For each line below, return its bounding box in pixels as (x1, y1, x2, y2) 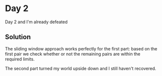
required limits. (5, 56, 35, 62)
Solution (5, 33, 31, 41)
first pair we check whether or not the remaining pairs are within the (5, 51, 141, 57)
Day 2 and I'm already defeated (5, 19, 68, 25)
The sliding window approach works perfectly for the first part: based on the (5, 46, 158, 51)
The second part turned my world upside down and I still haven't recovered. (5, 65, 156, 71)
